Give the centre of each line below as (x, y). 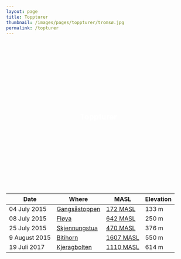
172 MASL (121, 209)
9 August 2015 (30, 238)
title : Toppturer (27, 17)
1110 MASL (123, 247)
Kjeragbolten (74, 247)
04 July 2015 (28, 209)
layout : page (22, 11)
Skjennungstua (77, 228)
